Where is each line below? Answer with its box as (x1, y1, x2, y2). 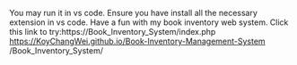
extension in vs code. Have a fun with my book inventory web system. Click (9, 17, 289, 28)
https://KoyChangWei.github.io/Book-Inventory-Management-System (9, 36, 266, 46)
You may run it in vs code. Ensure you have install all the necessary (9, 8, 258, 18)
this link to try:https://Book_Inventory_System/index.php (9, 27, 216, 37)
